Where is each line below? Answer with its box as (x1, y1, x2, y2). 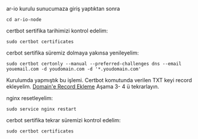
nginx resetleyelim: (6, 95, 53, 101)
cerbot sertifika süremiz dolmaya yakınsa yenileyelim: (6, 49, 139, 56)
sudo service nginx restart (6, 106, 77, 112)
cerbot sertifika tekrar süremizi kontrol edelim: (6, 117, 121, 123)
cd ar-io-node (6, 17, 42, 23)
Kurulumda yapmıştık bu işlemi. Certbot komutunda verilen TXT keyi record (6, 77, 193, 83)
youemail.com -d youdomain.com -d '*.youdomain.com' (6, 66, 141, 72)
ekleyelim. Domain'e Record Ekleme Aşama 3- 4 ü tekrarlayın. (6, 83, 159, 90)
